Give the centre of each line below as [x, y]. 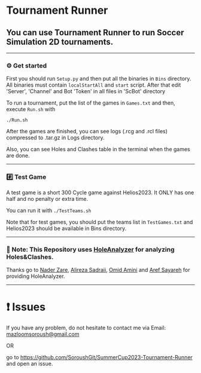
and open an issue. [30, 363]
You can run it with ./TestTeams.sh [49, 210]
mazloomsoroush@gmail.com [43, 334]
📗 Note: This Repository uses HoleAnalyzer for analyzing [90, 249]
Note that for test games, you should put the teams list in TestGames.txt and [100, 222]
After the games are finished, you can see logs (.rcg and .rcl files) [87, 132]
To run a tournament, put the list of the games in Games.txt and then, [91, 103]
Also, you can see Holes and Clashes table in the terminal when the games [98, 149]
